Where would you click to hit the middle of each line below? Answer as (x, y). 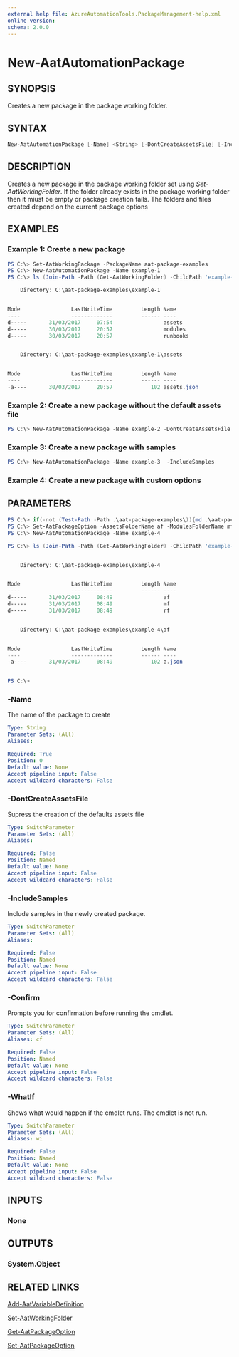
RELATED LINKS (43, 1287)
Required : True (30, 754)
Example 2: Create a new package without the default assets (114, 405)
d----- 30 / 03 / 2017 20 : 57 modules (97, 329)
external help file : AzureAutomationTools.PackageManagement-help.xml (114, 14)
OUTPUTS (30, 1244)
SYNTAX (27, 128)
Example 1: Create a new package (67, 249)
